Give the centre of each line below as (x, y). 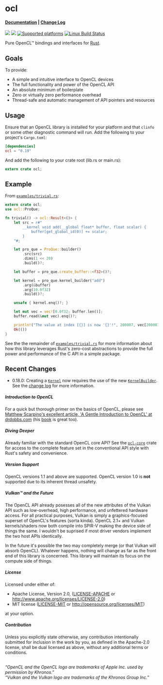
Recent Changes (31, 369)
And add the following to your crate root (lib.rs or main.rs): (63, 160)
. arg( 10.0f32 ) (37, 290)
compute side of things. (29, 561)
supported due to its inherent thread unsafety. (51, 482)
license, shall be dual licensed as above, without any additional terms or (77, 648)
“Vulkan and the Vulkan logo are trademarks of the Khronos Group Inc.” (77, 677)
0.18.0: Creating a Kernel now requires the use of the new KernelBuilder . (85, 381)
